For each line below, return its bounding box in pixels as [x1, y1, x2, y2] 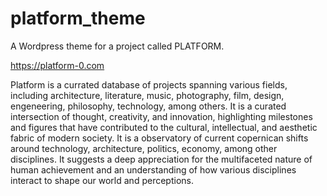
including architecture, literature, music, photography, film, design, [10, 89, 285, 101]
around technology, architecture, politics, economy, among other [10, 142, 278, 154]
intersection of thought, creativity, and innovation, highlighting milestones [10, 110, 313, 122]
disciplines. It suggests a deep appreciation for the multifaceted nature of [10, 153, 313, 165]
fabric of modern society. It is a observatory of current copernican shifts [10, 132, 309, 144]
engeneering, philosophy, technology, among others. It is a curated [10, 100, 287, 112]
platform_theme [10, 7, 146, 30]
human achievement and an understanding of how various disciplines [10, 163, 297, 176]
